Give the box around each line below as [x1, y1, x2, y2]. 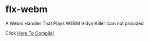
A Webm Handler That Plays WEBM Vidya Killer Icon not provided [5, 20, 144, 26]
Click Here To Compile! [5, 30, 54, 36]
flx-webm [5, 4, 48, 15]
